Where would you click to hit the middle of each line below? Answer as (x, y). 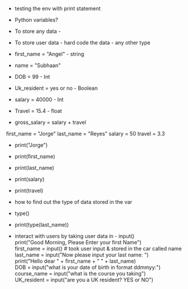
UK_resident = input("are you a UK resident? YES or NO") (84, 280)
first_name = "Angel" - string (49, 54)
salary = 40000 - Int (39, 100)
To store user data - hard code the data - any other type (83, 43)
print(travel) (29, 191)
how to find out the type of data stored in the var (73, 202)
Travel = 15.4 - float (38, 111)
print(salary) (30, 179)
